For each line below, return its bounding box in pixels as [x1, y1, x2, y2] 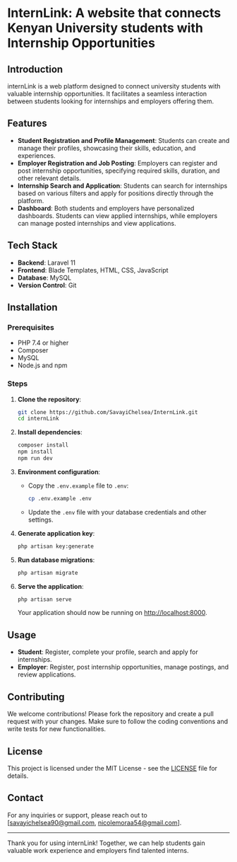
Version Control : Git [17, 281, 77, 289]
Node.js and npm [17, 361, 68, 369]
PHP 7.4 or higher [17, 338, 69, 347]
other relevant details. [17, 173, 81, 182]
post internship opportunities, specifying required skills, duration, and [17, 166, 220, 175]
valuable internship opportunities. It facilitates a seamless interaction [7, 90, 207, 98]
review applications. [17, 670, 76, 679]
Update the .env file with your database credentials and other [28, 507, 207, 516]
